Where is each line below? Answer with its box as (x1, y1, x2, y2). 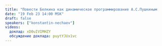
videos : (5, 25, 21, 30)
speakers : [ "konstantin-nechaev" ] (5, 20, 75, 25)
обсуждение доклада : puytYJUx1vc (9, 34, 77, 39)
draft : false (5, 16, 32, 21)
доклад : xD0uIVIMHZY (9, 29, 51, 34)
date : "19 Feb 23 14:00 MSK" (5, 11, 64, 16)
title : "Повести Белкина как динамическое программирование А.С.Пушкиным (5, 7, 158, 12)
